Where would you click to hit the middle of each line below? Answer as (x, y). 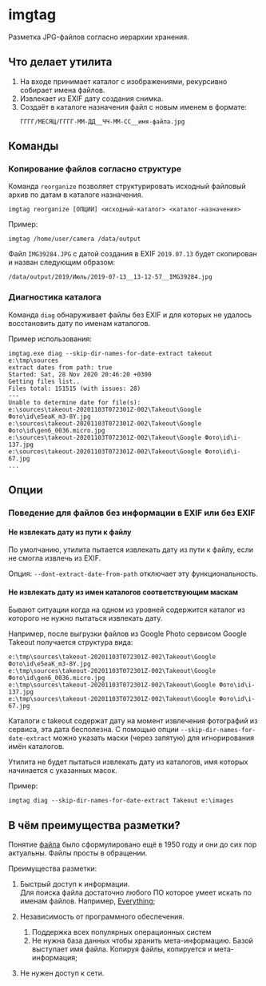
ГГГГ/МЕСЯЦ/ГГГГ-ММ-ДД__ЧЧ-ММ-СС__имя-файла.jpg (102, 122)
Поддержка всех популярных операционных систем (121, 932)
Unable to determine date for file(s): (75, 402)
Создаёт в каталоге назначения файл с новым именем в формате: (133, 107)
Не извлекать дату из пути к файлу (70, 532)
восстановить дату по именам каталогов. (79, 323)
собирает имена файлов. (62, 90)
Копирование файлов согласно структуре (95, 169)
